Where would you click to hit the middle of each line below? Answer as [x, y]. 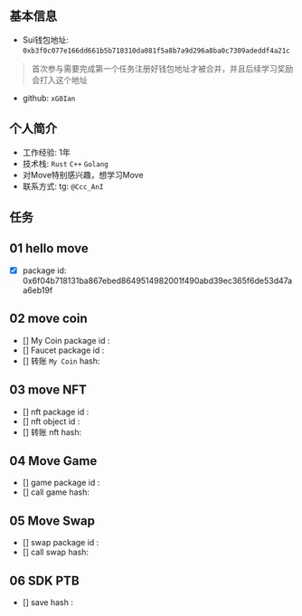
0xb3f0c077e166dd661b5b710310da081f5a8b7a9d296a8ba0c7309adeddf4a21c [156, 51]
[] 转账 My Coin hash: [61, 361]
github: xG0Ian [49, 98]
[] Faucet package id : [63, 350]
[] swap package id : [61, 543]
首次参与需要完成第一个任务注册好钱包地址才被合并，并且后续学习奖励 [162, 68]
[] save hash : [48, 602]
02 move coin [48, 319]
